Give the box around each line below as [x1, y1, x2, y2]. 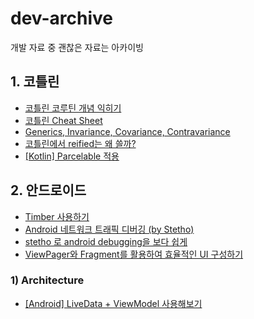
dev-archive [10, 7, 114, 30]
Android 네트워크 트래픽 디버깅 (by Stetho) [24, 223, 195, 235]
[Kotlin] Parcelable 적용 [24, 150, 120, 162]
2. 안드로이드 [10, 182, 87, 199]
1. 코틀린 [10, 73, 60, 91]
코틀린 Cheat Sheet [24, 114, 103, 126]
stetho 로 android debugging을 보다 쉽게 [24, 235, 188, 247]
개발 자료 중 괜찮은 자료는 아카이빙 [10, 41, 144, 53]
